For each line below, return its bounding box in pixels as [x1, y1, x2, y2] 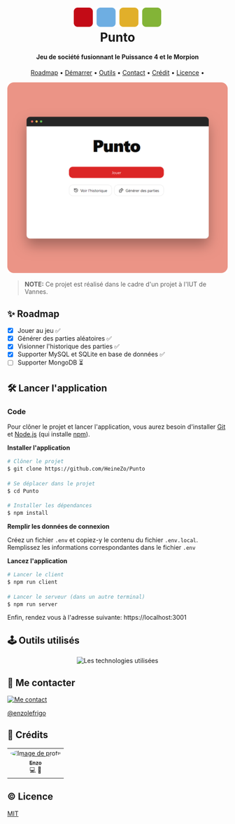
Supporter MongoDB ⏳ [17, 358, 84, 367]
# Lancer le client [7, 571, 64, 578]
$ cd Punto [7, 488, 39, 495]
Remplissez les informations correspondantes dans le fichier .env [7, 544, 196, 552]
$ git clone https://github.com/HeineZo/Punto [7, 465, 145, 472]
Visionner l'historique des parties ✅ [17, 342, 120, 350]
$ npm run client [7, 578, 58, 585]
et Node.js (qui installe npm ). [7, 430, 90, 439]
